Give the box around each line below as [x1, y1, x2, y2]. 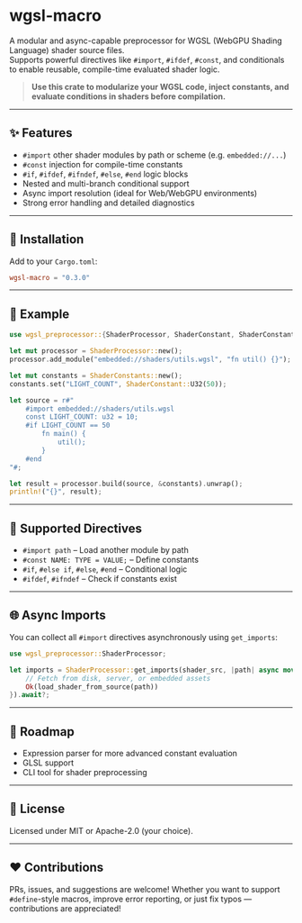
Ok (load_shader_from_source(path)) [25, 682, 159, 692]
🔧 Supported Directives [9, 520, 142, 536]
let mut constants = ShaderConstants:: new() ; [9, 371, 182, 380]
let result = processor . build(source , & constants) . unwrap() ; [9, 479, 244, 488]
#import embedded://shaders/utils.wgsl [25, 404, 175, 413]
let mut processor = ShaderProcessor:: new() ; [9, 347, 182, 356]
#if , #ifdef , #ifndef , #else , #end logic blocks [22, 168, 189, 179]
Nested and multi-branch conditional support [22, 177, 191, 189]
